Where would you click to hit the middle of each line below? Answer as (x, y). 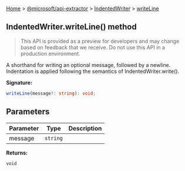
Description (85, 128)
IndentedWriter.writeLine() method (71, 27)
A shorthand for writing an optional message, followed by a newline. (88, 65)
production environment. (50, 53)
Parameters (28, 112)
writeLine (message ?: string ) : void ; (51, 93)
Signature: (19, 82)
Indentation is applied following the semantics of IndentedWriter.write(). (93, 71)
